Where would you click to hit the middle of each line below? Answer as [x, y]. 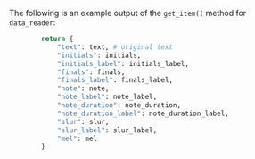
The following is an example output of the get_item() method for [128, 13]
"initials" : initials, [99, 55]
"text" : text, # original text [115, 47]
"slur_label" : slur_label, [107, 130]
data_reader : [33, 22]
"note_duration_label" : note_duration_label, [143, 113]
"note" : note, [83, 88]
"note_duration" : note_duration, [119, 105]
